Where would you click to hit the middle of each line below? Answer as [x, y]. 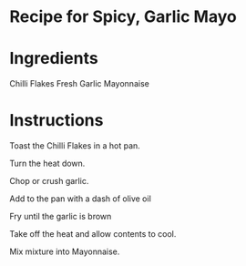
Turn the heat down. [47, 164]
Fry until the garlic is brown [61, 217]
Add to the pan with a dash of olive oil [81, 199]
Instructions [56, 121]
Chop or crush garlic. [49, 181]
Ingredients [54, 59]
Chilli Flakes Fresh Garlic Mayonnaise [80, 84]
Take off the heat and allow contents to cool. [93, 234]
